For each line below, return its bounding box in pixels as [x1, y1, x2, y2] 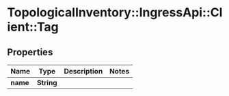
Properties [7, 46, 53, 58]
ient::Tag [7, 19, 59, 35]
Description [64, 67, 103, 76]
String [36, 78, 57, 87]
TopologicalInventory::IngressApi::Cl [7, 5, 223, 20]
